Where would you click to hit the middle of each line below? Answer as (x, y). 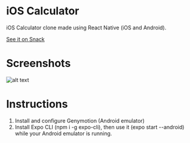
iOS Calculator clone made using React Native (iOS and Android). (86, 28)
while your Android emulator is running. (63, 133)
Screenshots (39, 63)
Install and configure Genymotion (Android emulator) (80, 120)
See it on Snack (25, 39)
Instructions (37, 104)
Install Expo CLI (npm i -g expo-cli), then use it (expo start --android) (99, 127)
